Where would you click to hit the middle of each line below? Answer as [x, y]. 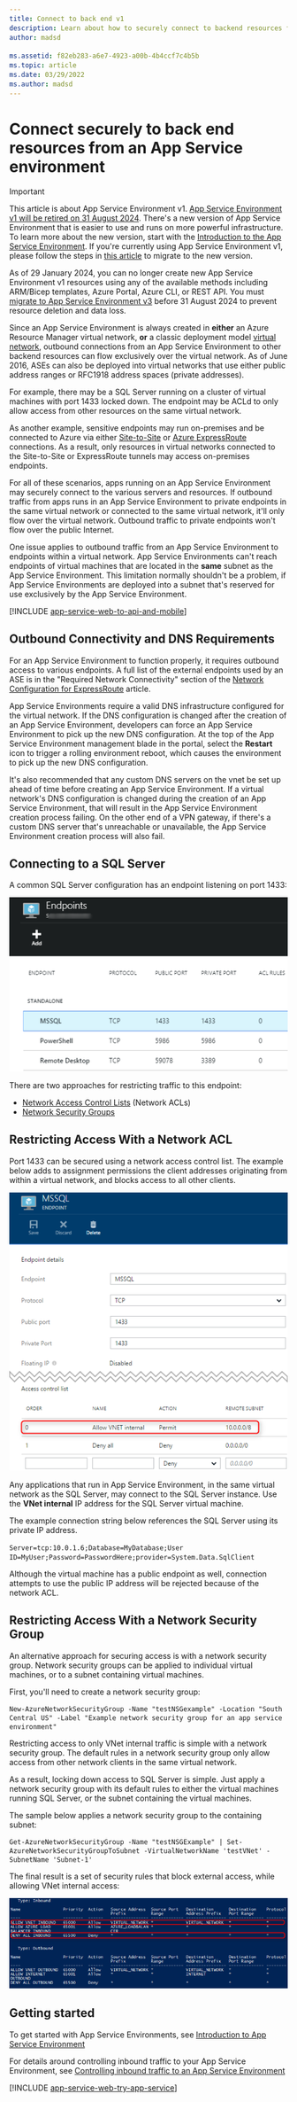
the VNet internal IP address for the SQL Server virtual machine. [127, 1503]
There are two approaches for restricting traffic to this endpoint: [126, 1085]
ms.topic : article [43, 66]
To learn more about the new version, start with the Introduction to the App [145, 237]
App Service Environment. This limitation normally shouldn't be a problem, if [148, 575]
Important [27, 191]
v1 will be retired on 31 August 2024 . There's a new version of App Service [145, 218]
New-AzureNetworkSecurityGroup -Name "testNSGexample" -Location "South [146, 1709]
